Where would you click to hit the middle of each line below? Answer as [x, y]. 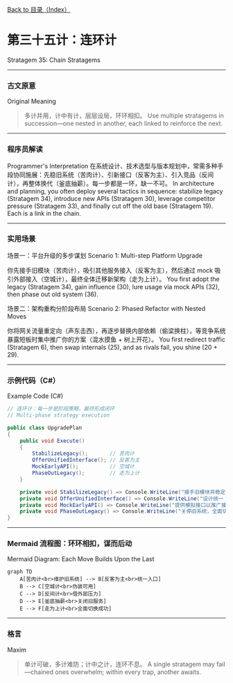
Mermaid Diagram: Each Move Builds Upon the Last [81, 559]
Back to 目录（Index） [39, 9]
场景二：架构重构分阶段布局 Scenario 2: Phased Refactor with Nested [106, 308]
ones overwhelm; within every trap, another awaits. [128, 672]
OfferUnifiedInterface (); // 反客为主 [86, 460]
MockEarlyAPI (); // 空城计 [84, 467]
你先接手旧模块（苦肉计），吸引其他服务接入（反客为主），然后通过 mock [110, 270]
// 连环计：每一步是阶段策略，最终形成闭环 [61, 409]
